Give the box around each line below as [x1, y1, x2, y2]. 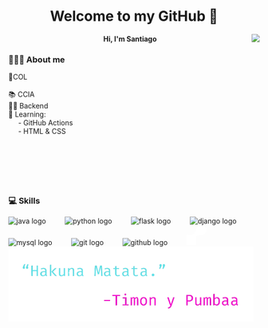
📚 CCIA [8, 89, 35, 99]
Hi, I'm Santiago [103, 34, 157, 43]
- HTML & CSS [18, 127, 66, 136]
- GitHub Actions [18, 118, 73, 128]
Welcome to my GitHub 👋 [49, 7, 219, 26]
